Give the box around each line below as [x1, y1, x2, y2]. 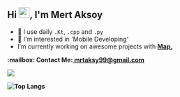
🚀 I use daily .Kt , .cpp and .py [17, 27, 103, 35]
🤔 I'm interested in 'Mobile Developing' [17, 35, 129, 43]
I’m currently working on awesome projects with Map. [17, 42, 173, 51]
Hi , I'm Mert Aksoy [7, 9, 103, 21]
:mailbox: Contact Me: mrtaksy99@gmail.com [7, 55, 144, 64]
